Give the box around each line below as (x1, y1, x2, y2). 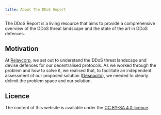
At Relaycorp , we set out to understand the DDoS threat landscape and (5, 57, 147, 63)
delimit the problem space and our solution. (5, 78, 92, 84)
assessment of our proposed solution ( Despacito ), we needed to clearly (5, 73, 149, 79)
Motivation (5, 44, 39, 53)
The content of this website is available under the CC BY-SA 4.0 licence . (5, 105, 149, 111)
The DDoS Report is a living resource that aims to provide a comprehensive (5, 20, 155, 26)
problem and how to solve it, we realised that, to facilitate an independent (5, 68, 152, 73)
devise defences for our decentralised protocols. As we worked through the (5, 62, 157, 68)
